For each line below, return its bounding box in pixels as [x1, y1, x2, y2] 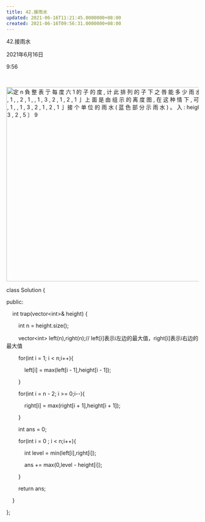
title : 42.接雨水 [6, 9, 48, 15]
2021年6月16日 [6, 51, 44, 58]
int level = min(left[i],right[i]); [24, 449, 96, 457]
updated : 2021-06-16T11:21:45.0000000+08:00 [6, 15, 121, 21]
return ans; [18, 485, 46, 493]
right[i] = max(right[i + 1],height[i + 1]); [24, 402, 121, 409]
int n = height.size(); [18, 322, 69, 329]
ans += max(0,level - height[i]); [24, 461, 103, 469]
